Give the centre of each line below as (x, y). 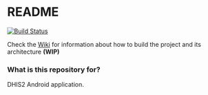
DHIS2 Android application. (46, 85)
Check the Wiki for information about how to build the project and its (104, 44)
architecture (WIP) (33, 52)
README (33, 12)
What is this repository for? (54, 70)
